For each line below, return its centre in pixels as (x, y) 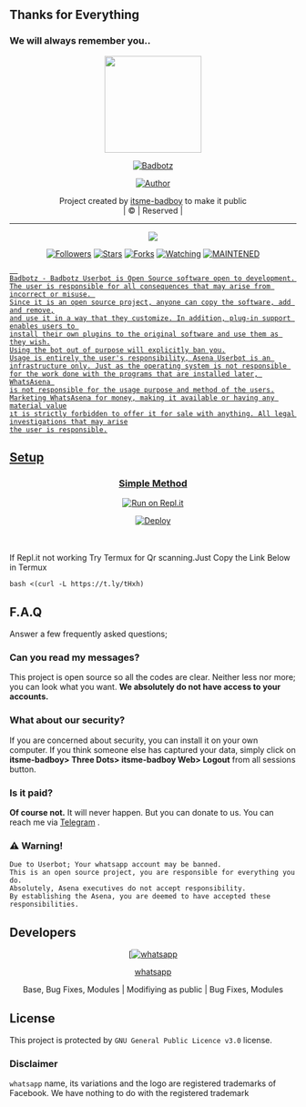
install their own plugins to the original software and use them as (144, 334)
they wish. (30, 342)
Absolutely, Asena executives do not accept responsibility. (128, 889)
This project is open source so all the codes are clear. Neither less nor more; (153, 677)
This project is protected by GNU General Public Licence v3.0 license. (141, 1040)
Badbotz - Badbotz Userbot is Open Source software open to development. (153, 278)
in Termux (28, 567)
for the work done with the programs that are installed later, (134, 374)
